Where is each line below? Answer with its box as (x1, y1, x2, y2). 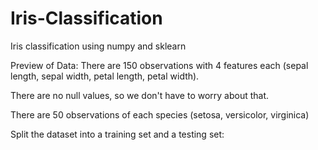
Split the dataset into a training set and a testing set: (10, 128, 225, 140)
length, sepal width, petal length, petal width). (10, 70, 200, 82)
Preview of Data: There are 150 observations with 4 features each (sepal (10, 59, 309, 71)
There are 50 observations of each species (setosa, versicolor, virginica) (10, 108, 310, 121)
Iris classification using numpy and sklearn (10, 40, 187, 52)
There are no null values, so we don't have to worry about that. (10, 89, 270, 101)
